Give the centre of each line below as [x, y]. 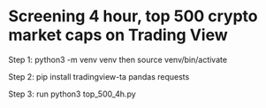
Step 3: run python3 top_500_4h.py [72, 94]
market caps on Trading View [118, 35]
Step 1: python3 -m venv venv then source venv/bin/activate [118, 59]
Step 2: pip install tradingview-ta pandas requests [99, 76]
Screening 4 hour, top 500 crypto [133, 16]
